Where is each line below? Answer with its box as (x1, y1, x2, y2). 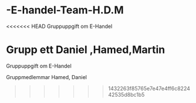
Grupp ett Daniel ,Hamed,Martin (6, 43, 165, 56)
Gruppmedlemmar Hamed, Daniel (6, 73, 87, 80)
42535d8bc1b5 (108, 91, 145, 98)
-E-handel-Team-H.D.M (6, 3, 124, 17)
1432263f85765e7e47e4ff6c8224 (108, 85, 191, 92)
